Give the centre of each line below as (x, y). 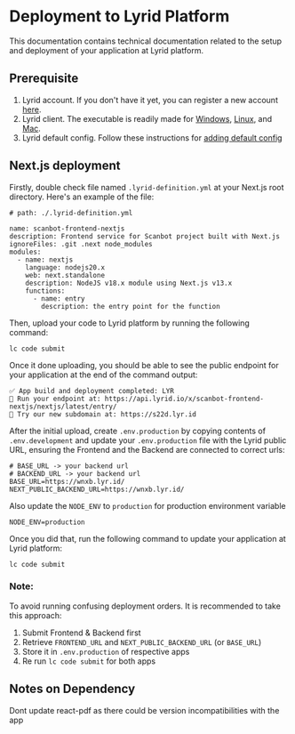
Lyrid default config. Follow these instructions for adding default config (152, 137)
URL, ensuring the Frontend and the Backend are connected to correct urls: (147, 449)
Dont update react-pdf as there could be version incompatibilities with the (144, 710)
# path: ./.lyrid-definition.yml (71, 213)
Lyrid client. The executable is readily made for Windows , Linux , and (147, 118)
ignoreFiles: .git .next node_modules (81, 244)
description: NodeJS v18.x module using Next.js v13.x (129, 283)
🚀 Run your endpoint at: (55, 399)
